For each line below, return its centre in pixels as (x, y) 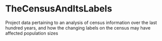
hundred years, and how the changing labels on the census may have (78, 27)
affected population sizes (32, 33)
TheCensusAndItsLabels (59, 9)
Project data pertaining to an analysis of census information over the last (81, 22)
